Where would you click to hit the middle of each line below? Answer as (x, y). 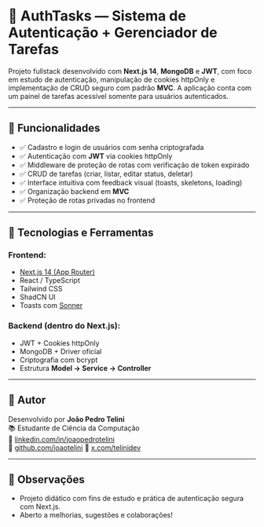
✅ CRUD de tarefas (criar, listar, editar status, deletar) (106, 174)
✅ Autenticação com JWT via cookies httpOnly (96, 156)
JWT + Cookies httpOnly (59, 343)
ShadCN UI (38, 297)
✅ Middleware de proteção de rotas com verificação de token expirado (134, 165)
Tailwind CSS (41, 289)
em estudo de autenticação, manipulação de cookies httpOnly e (112, 79)
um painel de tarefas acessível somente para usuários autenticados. (119, 96)
